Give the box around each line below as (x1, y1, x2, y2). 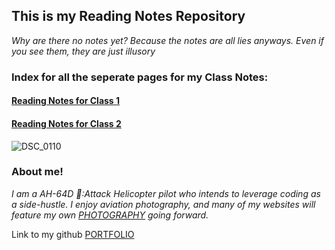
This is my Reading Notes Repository (11, 8, 246, 25)
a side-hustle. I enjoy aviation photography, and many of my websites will (11, 198, 316, 210)
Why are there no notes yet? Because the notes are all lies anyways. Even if (11, 34, 324, 46)
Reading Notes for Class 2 (11, 117, 122, 129)
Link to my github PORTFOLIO (11, 228, 135, 240)
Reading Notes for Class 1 (11, 95, 121, 107)
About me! (11, 165, 64, 179)
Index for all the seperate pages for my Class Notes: (11, 70, 269, 84)
